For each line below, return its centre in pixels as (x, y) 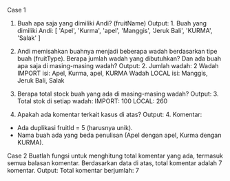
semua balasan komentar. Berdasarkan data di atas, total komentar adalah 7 (115, 163)
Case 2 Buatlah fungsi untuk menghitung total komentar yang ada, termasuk (115, 156)
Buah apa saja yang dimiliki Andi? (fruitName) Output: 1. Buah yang (112, 23)
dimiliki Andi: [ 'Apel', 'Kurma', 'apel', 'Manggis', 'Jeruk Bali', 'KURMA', (115, 31)
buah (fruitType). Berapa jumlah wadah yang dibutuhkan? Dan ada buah (119, 58)
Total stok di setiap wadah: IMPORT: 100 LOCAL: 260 (92, 101)
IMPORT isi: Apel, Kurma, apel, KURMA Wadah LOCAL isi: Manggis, (112, 73)
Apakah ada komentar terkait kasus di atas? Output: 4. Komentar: (109, 114)
